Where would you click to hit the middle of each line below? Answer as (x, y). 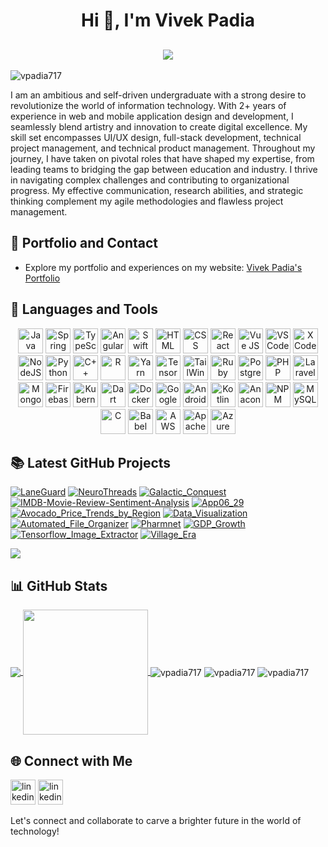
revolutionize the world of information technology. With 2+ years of (148, 105)
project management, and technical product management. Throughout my (163, 148)
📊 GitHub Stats (59, 585)
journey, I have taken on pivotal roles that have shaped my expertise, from (162, 158)
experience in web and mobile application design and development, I (152, 116)
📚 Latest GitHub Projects (91, 463)
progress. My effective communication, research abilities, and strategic (157, 190)
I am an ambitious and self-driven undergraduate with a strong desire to (158, 95)
